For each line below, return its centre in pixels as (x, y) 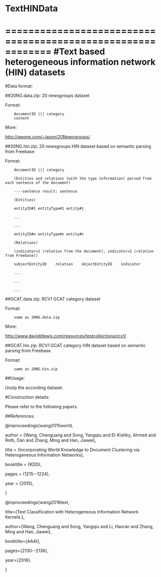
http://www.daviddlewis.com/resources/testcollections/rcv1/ (66, 336)
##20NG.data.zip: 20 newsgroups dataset (47, 95)
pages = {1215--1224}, (28, 474)
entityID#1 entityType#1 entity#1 (49, 208)
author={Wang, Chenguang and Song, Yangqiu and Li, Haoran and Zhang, (79, 527)
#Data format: (19, 86)
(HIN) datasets (35, 73)
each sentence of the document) (38, 183)
